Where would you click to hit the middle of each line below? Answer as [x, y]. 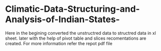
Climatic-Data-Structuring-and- [73, 9]
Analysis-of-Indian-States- [62, 19]
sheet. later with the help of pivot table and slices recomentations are [76, 38]
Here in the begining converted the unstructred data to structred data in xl [80, 33]
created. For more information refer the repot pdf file [59, 43]
